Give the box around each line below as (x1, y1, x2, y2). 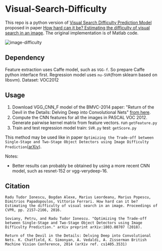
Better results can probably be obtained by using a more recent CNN (12, 163, 150, 168)
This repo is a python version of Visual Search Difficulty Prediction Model (5, 20, 152, 25)
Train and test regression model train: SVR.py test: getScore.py (12, 125, 137, 130)
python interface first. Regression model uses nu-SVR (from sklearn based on (5, 72, 158, 78)
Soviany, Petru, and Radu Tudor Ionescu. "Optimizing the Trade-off (5, 216, 147, 221)
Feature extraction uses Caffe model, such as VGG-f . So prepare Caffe (5, 66, 145, 72)
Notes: (5, 153, 18, 159)
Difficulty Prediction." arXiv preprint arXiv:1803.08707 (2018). (5, 225, 143, 230)
